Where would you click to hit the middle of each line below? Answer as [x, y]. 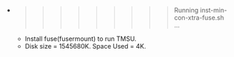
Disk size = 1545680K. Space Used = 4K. [85, 46]
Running [186, 10]
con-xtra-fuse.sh [199, 18]
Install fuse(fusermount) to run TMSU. [81, 39]
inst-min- [213, 10]
